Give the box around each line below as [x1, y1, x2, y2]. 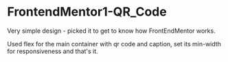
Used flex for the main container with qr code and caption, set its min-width [7, 40, 222, 48]
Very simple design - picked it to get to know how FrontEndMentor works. [7, 27, 216, 35]
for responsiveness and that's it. [7, 47, 98, 55]
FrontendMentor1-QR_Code [7, 4, 167, 20]
